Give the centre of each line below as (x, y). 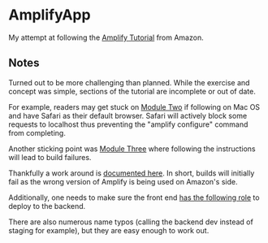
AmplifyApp (50, 15)
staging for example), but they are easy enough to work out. (109, 230)
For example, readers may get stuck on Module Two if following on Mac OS (134, 106)
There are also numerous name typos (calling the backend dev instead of (131, 222)
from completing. (37, 132)
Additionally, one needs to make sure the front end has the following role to (134, 197)
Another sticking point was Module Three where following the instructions (132, 149)
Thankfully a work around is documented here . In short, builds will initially (132, 173)
